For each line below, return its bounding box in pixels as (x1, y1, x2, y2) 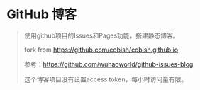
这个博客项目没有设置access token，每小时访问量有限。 (23, 75, 188, 84)
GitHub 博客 (6, 6, 77, 23)
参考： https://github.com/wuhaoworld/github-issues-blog (23, 60, 194, 68)
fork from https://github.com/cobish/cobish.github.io (23, 45, 179, 54)
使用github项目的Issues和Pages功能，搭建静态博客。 (23, 31, 179, 40)
